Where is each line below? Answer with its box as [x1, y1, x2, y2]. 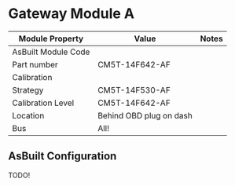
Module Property [18, 33, 84, 44]
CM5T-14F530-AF [97, 84, 171, 95]
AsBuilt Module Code [12, 46, 90, 57]
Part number [12, 59, 59, 70]
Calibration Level [12, 97, 75, 108]
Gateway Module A [8, 5, 135, 23]
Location [12, 110, 45, 121]
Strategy [12, 84, 44, 95]
